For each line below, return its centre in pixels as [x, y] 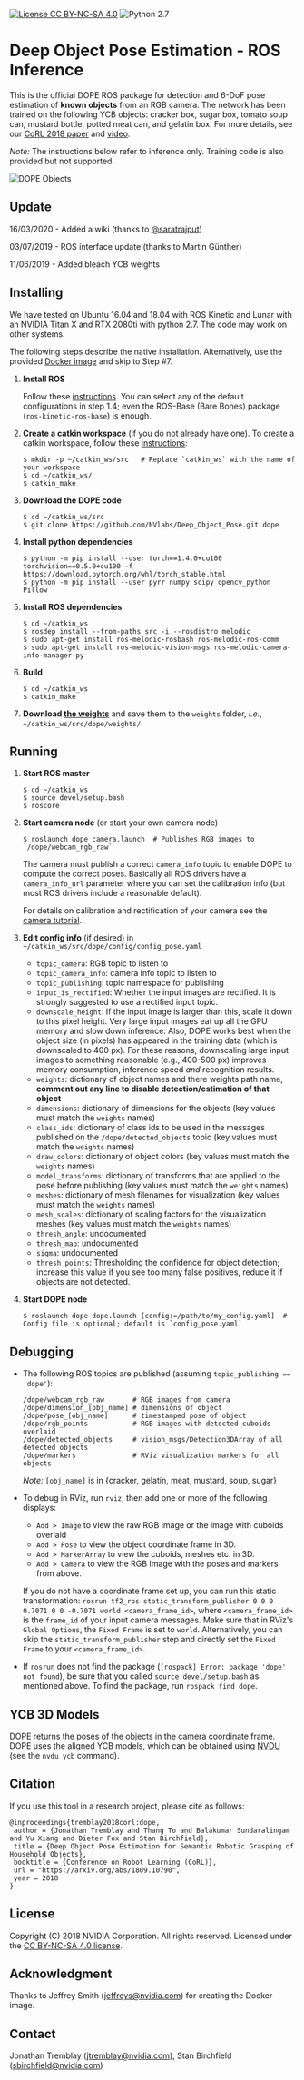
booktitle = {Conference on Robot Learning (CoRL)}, [115, 1862]
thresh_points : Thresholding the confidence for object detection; [158, 1263]
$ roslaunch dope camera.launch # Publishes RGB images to [138, 840]
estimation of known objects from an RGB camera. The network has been [147, 104]
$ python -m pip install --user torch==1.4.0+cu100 [122, 558]
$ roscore [41, 806]
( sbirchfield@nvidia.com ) [56, 2065]
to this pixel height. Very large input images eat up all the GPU [152, 1021]
